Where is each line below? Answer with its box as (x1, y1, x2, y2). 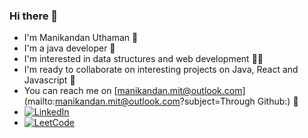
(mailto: (23, 95, 56, 108)
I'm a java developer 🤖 (23, 42, 116, 54)
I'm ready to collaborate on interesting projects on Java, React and (23, 64, 299, 76)
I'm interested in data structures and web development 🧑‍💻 (23, 53, 264, 65)
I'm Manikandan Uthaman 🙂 (23, 32, 139, 44)
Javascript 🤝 (23, 74, 76, 86)
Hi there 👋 (9, 9, 59, 23)
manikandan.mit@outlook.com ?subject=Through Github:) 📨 (54, 95, 299, 108)
